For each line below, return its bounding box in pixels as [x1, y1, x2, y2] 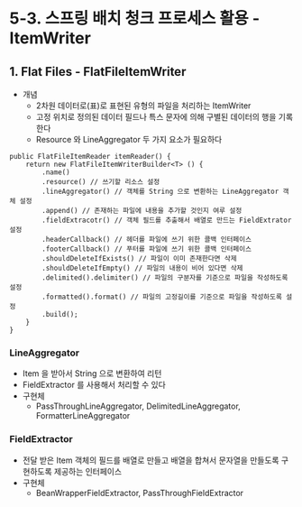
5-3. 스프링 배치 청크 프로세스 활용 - [9, 8, 261, 29]
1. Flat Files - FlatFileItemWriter [9, 64, 187, 79]
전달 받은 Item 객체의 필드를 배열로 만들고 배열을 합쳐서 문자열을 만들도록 [22, 455, 279, 466]
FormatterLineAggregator [35, 410, 131, 421]
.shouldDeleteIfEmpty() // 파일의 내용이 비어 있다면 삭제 [41, 263, 243, 272]
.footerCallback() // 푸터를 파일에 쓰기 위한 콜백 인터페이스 [41, 244, 252, 253]
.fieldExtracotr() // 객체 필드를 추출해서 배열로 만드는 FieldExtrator [41, 216, 292, 225]
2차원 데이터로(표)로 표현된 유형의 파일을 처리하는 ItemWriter [35, 100, 252, 111]
